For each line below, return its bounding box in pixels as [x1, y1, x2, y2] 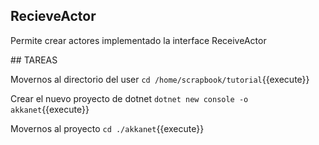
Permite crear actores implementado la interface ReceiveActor [10, 34, 267, 46]
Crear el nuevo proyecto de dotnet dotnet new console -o [10, 92, 249, 104]
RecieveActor [10, 8, 97, 25]
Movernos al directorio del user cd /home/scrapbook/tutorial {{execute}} [10, 73, 310, 85]
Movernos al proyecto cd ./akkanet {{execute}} [10, 122, 205, 134]
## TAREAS [10, 54, 58, 66]
